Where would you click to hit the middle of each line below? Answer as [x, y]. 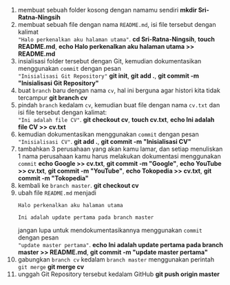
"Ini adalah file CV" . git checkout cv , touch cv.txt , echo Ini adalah [116, 119]
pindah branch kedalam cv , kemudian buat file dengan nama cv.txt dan [119, 105]
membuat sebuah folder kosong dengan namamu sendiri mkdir [107, 10]
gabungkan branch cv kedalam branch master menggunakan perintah [116, 260]
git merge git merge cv [51, 267]
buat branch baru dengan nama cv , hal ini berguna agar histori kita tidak [119, 90]
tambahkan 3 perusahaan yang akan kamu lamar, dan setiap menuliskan [120, 149]
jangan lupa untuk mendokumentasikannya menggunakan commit [110, 230]
